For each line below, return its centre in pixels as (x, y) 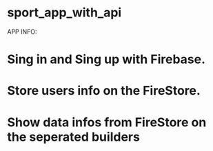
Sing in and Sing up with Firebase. (106, 59)
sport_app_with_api (64, 13)
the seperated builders (73, 137)
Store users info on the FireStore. (104, 91)
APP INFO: (22, 32)
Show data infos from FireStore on (107, 122)
